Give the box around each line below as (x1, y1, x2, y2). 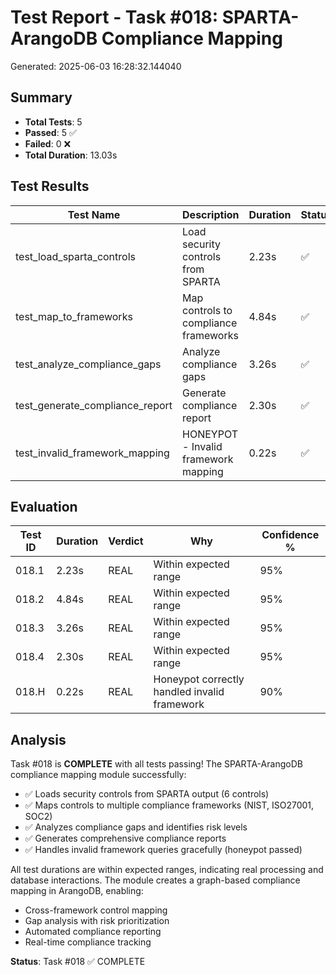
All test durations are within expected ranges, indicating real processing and (10, 864, 324, 876)
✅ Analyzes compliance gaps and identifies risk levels (24, 821, 248, 833)
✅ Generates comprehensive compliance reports (24, 832, 227, 845)
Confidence (261, 528, 320, 542)
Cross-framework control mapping (24, 904, 168, 916)
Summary (10, 89, 73, 106)
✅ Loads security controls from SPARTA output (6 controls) (24, 788, 270, 800)
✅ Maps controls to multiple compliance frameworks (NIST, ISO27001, (24, 799, 315, 811)
